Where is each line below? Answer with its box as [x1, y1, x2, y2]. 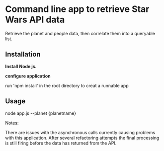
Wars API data [5, 14, 65, 25]
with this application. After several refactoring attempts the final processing [5, 135, 160, 141]
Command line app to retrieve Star [5, 3, 150, 15]
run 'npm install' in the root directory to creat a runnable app [5, 82, 129, 88]
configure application [5, 73, 51, 79]
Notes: [5, 120, 19, 126]
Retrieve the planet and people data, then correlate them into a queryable [5, 30, 156, 36]
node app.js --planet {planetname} [5, 110, 76, 116]
